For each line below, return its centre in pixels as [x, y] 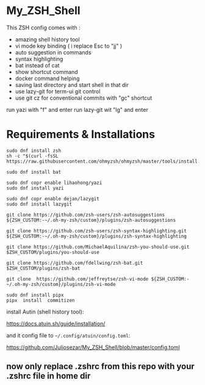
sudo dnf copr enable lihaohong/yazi [54, 183]
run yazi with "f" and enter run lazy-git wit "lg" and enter [77, 109]
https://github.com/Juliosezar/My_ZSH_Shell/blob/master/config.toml [93, 347]
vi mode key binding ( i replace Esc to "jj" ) [69, 46]
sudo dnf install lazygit [39, 204]
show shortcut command [46, 71]
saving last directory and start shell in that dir [72, 85]
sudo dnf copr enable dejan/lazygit [53, 199]
